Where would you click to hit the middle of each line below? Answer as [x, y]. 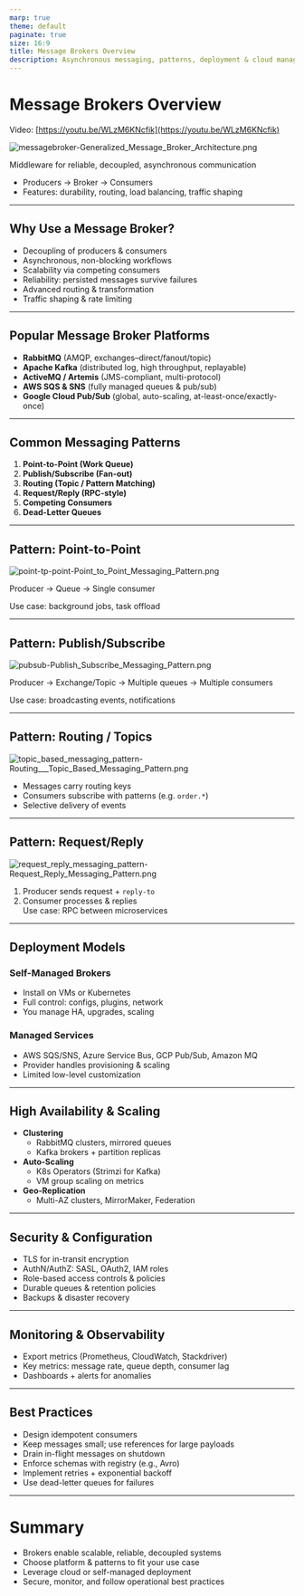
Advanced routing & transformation [88, 289]
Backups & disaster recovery [76, 1298]
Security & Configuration [81, 1237]
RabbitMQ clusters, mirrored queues [104, 1142]
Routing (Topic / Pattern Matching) [89, 483]
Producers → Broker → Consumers [88, 182]
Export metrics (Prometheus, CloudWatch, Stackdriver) [125, 1357]
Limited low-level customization [82, 1075]
